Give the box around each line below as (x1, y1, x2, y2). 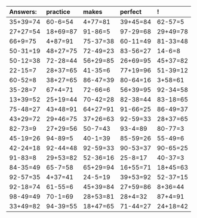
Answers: (9, 8, 37, 16)
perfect (120, 8, 142, 16)
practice (46, 8, 70, 16)
